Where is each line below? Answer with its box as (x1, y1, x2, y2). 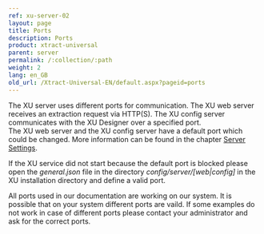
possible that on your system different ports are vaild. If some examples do (8, 199, 255, 208)
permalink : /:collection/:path (8, 57, 113, 65)
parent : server (8, 49, 59, 57)
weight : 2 (8, 64, 42, 72)
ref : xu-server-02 (8, 11, 70, 20)
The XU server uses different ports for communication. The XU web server (8, 101, 254, 110)
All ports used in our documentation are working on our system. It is (8, 191, 232, 200)
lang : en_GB (8, 71, 48, 79)
